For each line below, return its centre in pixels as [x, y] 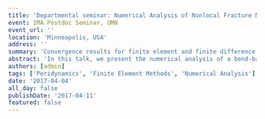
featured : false [35, 103]
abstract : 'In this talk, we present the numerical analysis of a [119, 59]
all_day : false [33, 88]
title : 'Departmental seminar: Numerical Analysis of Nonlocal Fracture [130, 15]
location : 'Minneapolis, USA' [58, 37]
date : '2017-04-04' [40, 81]
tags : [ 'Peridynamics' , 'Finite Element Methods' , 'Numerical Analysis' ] [132, 74]
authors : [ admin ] [37, 67]
